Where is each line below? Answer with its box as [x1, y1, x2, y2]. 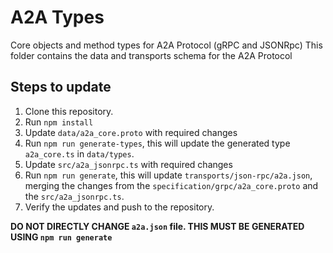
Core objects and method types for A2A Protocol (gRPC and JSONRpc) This [10, 39, 323, 51]
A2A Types [10, 6, 105, 29]
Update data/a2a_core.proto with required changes [24, 126, 238, 138]
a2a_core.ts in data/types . [24, 147, 135, 160]
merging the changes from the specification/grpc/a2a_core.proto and [24, 179, 319, 191]
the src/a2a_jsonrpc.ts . [24, 190, 125, 202]
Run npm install [24, 116, 94, 128]
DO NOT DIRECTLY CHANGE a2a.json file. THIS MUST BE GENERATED [10, 220, 305, 232]
